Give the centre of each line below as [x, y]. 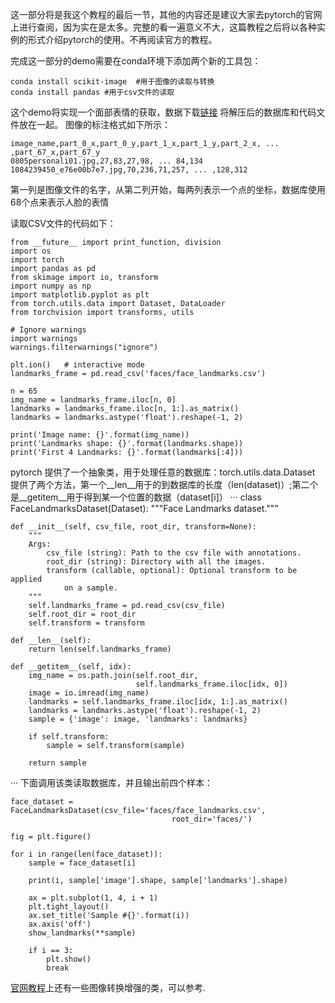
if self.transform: [69, 737]
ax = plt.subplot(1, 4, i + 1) [93, 898]
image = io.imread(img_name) [89, 693]
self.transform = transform [86, 623]
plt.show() [69, 959]
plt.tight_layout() [69, 907]
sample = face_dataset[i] [82, 863]
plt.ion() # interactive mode [77, 365]
